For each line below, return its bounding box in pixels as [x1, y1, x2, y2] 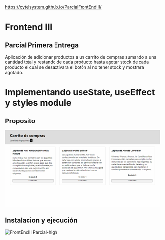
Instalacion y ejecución [5, 216, 78, 224]
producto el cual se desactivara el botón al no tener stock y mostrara [5, 64, 144, 70]
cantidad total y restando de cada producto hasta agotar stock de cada [5, 59, 149, 65]
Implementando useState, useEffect [5, 87, 155, 98]
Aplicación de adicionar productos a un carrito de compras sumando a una [5, 54, 157, 60]
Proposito [5, 117, 36, 125]
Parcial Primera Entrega [5, 41, 79, 49]
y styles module [5, 97, 72, 109]
